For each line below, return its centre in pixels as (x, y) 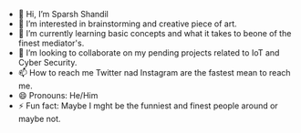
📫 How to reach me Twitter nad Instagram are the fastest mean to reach (154, 72)
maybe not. (39, 119)
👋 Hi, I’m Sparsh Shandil (63, 14)
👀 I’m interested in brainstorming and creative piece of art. (127, 24)
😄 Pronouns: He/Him (58, 95)
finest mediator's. (51, 43)
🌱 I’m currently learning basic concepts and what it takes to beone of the (155, 33)
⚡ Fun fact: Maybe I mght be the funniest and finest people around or (148, 106)
